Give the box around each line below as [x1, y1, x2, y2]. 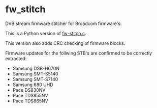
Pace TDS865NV [12, 98, 48, 104]
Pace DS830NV [12, 87, 46, 93]
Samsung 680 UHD [12, 82, 53, 88]
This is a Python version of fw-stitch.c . [5, 30, 86, 36]
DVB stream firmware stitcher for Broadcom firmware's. [5, 20, 122, 26]
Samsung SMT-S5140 [12, 70, 58, 77]
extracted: [5, 55, 27, 62]
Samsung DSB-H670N [12, 65, 60, 71]
